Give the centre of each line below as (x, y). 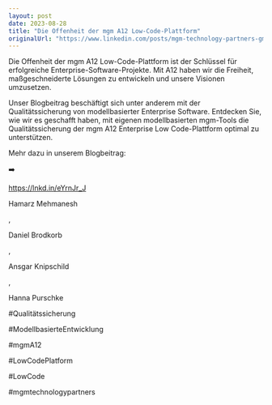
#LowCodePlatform (41, 360)
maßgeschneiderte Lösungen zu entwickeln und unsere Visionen (117, 79)
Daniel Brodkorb (36, 235)
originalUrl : (30, 38)
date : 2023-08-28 (38, 23)
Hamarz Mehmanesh (43, 204)
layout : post (30, 16)
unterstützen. (31, 138)
